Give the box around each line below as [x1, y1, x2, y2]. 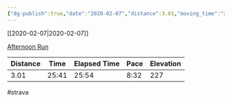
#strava [7, 88, 29, 96]
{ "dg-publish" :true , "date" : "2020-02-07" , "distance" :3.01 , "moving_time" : [7, 10, 221, 17]
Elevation [149, 59, 182, 68]
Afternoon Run [7, 42, 49, 50]
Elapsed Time [73, 59, 120, 68]
